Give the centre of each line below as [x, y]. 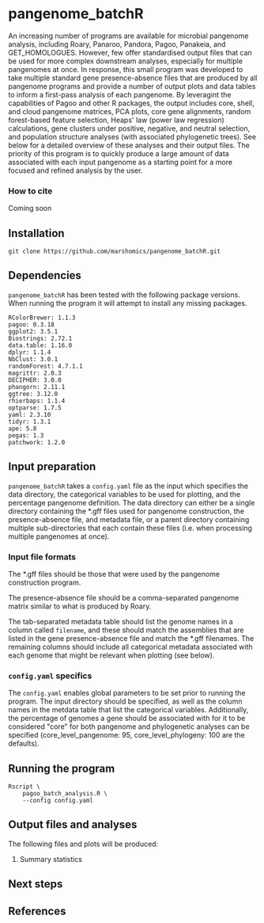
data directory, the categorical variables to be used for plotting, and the [124, 494]
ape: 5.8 [23, 429]
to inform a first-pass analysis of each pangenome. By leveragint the [120, 94]
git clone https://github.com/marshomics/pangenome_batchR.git [115, 252]
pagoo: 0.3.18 [32, 324]
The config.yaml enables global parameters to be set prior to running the [127, 693]
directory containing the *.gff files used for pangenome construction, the [126, 511]
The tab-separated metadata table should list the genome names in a [121, 621]
